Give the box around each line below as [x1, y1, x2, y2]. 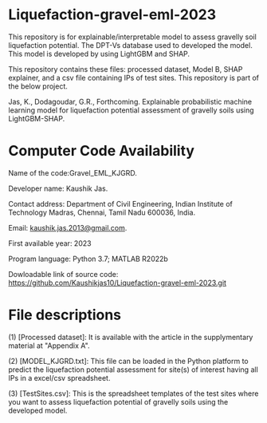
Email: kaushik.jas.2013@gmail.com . [8, 223, 128, 232]
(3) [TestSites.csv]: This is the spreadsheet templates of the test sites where [8, 389, 259, 398]
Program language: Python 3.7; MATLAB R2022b [8, 254, 169, 263]
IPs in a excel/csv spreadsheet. [8, 373, 111, 382]
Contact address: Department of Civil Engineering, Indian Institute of [8, 199, 234, 208]
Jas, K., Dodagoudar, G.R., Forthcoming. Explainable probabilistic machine [8, 97, 253, 106]
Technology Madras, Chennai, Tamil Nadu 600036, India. [8, 208, 196, 217]
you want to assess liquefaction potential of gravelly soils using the [8, 397, 229, 406]
